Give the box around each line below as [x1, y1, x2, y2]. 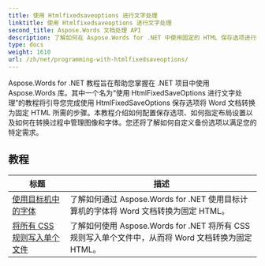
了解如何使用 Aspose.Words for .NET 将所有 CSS [69, 220, 251, 231]
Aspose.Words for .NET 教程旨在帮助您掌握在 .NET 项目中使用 [8, 78, 211, 88]
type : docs [8, 41, 44, 49]
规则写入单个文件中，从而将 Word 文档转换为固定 [69, 232, 252, 243]
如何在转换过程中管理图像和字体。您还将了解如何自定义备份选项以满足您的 [14, 118, 257, 127]
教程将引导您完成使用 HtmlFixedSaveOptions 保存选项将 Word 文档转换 [24, 98, 256, 107]
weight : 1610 [8, 48, 51, 56]
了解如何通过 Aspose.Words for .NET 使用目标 [69, 193, 241, 204]
